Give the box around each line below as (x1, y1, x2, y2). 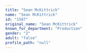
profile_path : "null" (5, 40, 51, 45)
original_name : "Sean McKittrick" (5, 21, 78, 27)
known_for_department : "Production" (5, 26, 82, 31)
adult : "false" (5, 36, 37, 41)
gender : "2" (5, 31, 30, 36)
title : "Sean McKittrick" (5, 7, 60, 13)
